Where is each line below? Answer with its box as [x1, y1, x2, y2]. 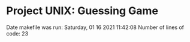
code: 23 [6, 30, 29, 37]
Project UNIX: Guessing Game [6, 4, 159, 18]
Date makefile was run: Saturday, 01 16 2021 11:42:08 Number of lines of [6, 24, 185, 31]
